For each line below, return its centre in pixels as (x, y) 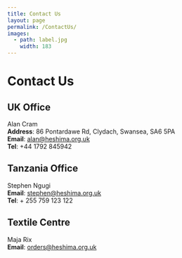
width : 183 (36, 46)
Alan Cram (22, 124)
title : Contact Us (34, 14)
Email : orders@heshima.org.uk (52, 247)
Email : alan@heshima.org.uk (48, 139)
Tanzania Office (43, 168)
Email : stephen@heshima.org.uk (54, 193)
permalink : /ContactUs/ (42, 27)
